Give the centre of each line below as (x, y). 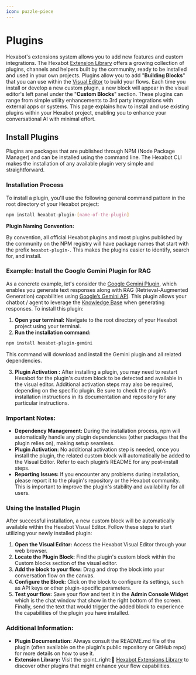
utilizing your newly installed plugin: (49, 533)
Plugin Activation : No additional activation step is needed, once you (97, 450)
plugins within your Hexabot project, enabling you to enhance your (86, 112)
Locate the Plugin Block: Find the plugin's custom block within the (95, 557)
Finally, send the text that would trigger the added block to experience (99, 607)
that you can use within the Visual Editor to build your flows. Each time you (96, 81)
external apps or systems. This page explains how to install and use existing (98, 106)
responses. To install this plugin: (45, 308)
